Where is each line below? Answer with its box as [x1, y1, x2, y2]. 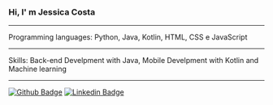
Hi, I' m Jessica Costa [8, 6, 96, 18]
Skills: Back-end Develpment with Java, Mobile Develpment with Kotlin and [8, 56, 259, 65]
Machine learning [8, 64, 67, 74]
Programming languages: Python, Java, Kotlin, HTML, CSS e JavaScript [8, 32, 248, 42]
